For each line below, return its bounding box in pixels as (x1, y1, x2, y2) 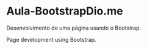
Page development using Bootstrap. (6, 36, 96, 43)
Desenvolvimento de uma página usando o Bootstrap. (6, 24, 142, 31)
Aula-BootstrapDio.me (6, 4, 123, 18)
